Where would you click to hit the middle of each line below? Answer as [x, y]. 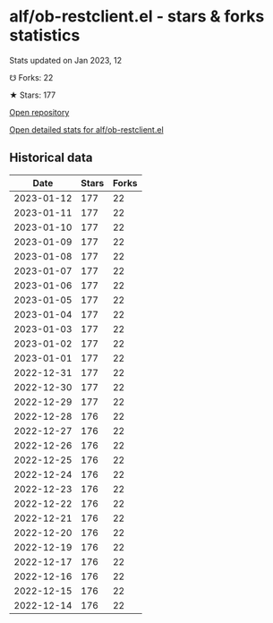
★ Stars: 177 [33, 95]
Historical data [51, 158]
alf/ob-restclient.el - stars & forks [137, 17]
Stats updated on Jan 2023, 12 [66, 60]
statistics [45, 35]
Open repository [39, 112]
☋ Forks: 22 [31, 77]
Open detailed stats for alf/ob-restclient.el [86, 129]
